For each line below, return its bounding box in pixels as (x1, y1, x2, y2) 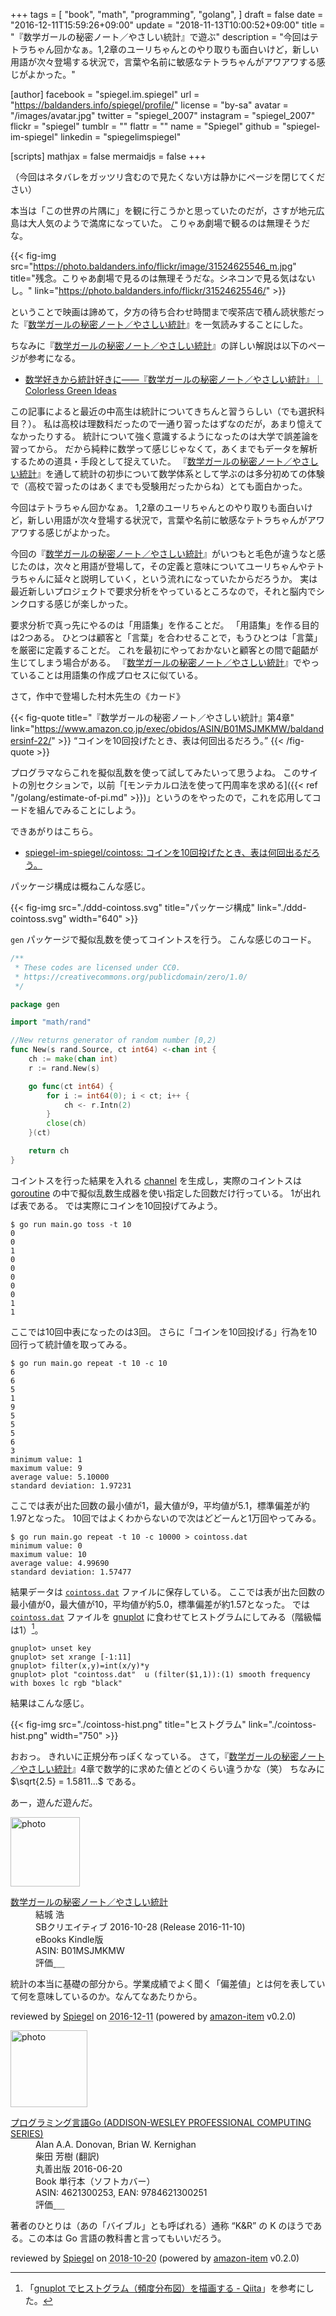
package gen (10, 999, 60, 1009)
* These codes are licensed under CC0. (14, 962, 182, 973)
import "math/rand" (10, 1017, 92, 1028)
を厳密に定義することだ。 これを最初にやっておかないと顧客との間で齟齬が (10, 644, 319, 656)
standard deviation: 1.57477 (10, 1567, 132, 1577)
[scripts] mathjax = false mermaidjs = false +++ (10, 150, 207, 162)
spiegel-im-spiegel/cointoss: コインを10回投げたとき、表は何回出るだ (24, 847, 312, 858)
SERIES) (10, 2128, 44, 2140)
